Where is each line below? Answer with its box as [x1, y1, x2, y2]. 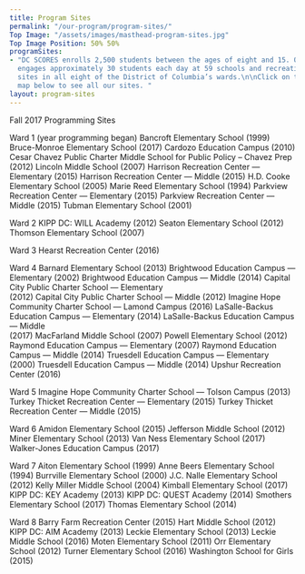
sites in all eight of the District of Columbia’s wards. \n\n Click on [17, 73, 290, 82]
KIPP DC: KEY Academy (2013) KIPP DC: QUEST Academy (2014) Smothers [9, 488, 292, 500]
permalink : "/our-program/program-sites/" [9, 22, 172, 31]
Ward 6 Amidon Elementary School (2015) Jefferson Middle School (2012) [9, 423, 286, 434]
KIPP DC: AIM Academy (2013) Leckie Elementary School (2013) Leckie [9, 526, 277, 537]
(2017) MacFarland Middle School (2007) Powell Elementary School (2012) [9, 329, 288, 341]
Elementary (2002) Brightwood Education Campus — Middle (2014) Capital [9, 272, 290, 283]
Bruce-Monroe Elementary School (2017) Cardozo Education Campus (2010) [9, 142, 296, 153]
